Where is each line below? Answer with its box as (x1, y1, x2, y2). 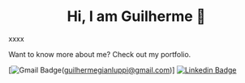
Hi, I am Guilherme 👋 (67, 7, 206, 26)
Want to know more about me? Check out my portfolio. (8, 49, 191, 59)
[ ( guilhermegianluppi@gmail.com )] (8, 64, 175, 75)
